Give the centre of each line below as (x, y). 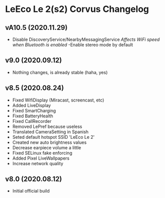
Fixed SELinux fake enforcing (42, 153)
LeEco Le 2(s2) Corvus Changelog (77, 9)
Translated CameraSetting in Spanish (50, 132)
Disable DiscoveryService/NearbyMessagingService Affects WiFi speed (86, 39)
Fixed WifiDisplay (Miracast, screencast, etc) (58, 100)
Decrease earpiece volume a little (46, 147)
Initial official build (31, 191)
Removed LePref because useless (47, 126)
